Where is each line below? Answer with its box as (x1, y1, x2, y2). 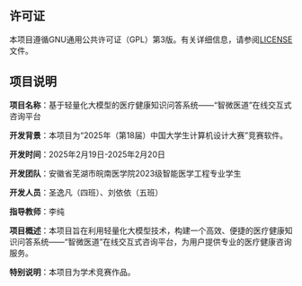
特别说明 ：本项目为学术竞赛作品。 (9, 266, 136, 277)
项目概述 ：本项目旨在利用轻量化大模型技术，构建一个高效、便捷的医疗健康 (9, 225, 285, 236)
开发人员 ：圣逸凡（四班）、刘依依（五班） (9, 186, 164, 197)
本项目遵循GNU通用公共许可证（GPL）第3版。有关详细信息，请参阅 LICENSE (9, 34, 293, 45)
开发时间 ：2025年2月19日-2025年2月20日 (9, 149, 166, 160)
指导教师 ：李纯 (9, 205, 65, 217)
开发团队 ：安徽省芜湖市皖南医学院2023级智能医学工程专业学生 (9, 168, 242, 178)
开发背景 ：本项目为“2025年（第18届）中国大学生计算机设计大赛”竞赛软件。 (9, 129, 288, 141)
